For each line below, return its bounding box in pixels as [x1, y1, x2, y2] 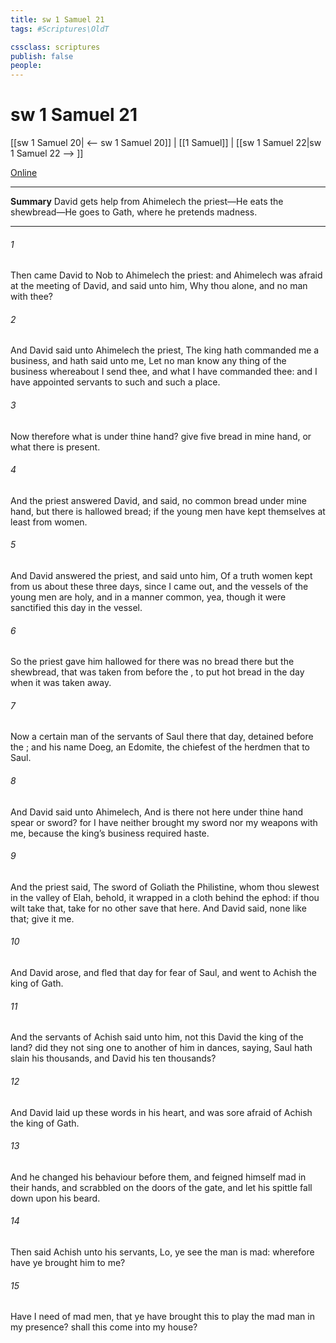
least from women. [10, 516, 88, 528]
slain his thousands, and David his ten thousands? [10, 1052, 217, 1065]
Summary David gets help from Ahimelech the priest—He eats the [10, 196, 284, 208]
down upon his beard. [10, 1192, 101, 1204]
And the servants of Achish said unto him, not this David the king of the [10, 1031, 304, 1043]
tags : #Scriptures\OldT [10, 24, 110, 34]
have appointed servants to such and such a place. [10, 376, 221, 388]
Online [10, 167, 38, 179]
